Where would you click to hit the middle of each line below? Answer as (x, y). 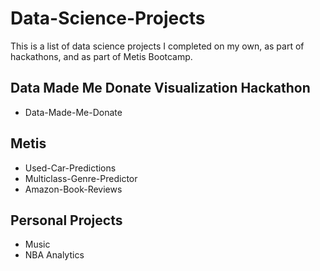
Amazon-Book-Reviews (73, 189)
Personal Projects (66, 220)
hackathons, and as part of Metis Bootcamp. (101, 56)
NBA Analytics (54, 255)
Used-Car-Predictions (70, 168)
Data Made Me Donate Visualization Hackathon (160, 88)
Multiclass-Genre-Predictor (81, 178)
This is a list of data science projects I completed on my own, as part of (157, 46)
